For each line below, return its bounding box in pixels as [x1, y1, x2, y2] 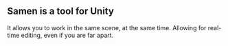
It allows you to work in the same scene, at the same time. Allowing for [7, 23, 207, 32]
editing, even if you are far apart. [21, 31, 114, 39]
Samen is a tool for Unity [7, 5, 115, 17]
